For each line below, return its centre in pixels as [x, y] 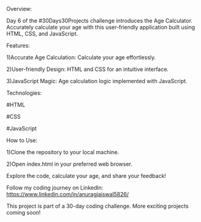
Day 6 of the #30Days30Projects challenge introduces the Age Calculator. [99, 20]
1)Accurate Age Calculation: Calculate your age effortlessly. [81, 57]
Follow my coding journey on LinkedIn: [55, 188]
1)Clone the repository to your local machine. [63, 152]
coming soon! [24, 213]
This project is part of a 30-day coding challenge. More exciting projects [97, 206]
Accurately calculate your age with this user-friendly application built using [101, 27]
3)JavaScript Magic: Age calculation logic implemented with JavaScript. [97, 81]
